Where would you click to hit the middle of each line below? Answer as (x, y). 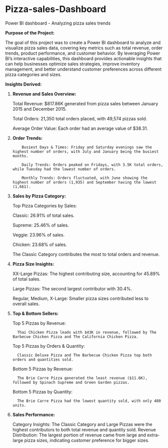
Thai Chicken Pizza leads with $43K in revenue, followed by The (87, 332)
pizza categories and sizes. (33, 74)
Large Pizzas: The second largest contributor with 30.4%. (72, 289)
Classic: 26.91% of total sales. (43, 215)
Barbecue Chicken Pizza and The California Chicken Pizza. (75, 337)
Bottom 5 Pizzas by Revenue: (43, 369)
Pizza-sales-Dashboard (56, 9)
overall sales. (26, 304)
